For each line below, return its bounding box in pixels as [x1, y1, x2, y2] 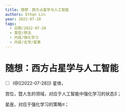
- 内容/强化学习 [9, 35, 39, 40]
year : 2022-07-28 [5, 16, 41, 21]
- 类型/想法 [9, 30, 31, 35]
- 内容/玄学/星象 [9, 40, 41, 45]
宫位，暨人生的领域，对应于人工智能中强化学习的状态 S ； [5, 91, 122, 97]
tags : [5, 21, 16, 26]
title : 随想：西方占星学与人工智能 [5, 7, 69, 12]
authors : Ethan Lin [5, 12, 46, 17]
